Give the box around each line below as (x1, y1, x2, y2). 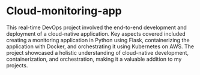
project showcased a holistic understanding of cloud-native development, (6, 49, 189, 56)
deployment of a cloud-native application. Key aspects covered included (6, 30, 186, 37)
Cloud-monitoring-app (6, 4, 122, 18)
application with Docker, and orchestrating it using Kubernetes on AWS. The (6, 43, 195, 50)
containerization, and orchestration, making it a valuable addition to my (6, 55, 182, 62)
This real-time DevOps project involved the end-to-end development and (6, 24, 187, 31)
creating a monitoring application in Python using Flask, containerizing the (6, 36, 190, 43)
